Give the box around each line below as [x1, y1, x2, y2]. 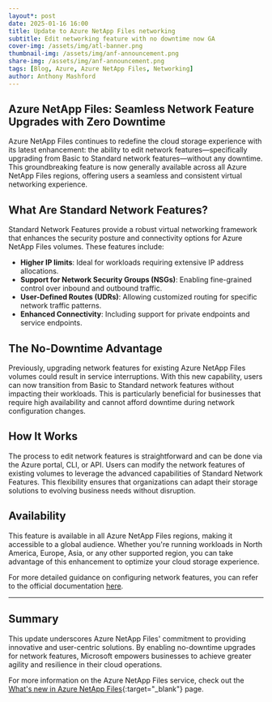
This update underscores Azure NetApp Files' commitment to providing [8, 634, 246, 644]
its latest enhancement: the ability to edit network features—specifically [8, 145, 248, 155]
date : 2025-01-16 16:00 [8, 19, 89, 28]
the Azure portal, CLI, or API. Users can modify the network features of [8, 459, 245, 469]
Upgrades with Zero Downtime [8, 115, 166, 129]
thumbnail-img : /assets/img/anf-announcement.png [8, 50, 180, 58]
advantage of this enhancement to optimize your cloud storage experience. [8, 557, 260, 566]
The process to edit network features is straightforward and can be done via [8, 451, 263, 461]
